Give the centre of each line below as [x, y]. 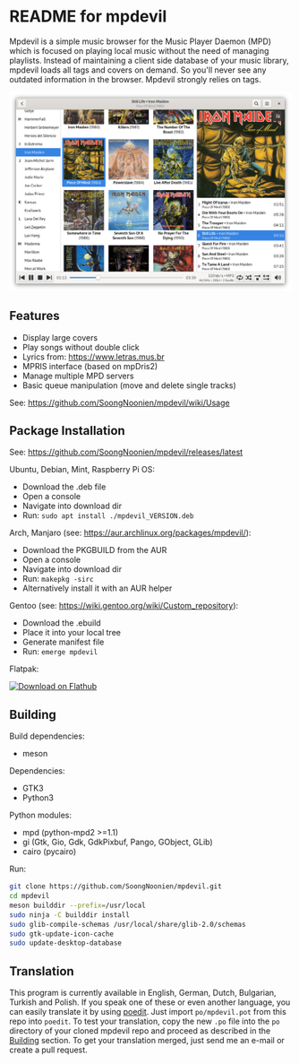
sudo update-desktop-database [66, 943]
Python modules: [40, 815]
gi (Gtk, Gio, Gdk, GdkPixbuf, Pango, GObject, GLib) [117, 842]
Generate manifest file [63, 642]
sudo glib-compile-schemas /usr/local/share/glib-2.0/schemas [128, 924]
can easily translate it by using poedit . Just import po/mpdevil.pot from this [148, 1012]
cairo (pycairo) [49, 852]
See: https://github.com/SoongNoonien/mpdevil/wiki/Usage [120, 402]
